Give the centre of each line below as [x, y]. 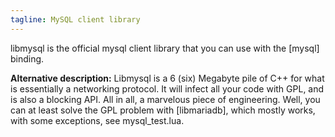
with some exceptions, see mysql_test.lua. [97, 120]
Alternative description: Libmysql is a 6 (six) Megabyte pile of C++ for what [167, 78]
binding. [27, 58]
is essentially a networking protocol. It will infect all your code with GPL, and [167, 88]
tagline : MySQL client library [75, 19]
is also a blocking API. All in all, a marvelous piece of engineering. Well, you [165, 99]
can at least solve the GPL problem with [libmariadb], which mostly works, [163, 110]
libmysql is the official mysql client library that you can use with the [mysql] [165, 48]
